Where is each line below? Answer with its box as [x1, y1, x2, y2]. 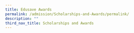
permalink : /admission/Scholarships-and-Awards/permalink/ [5, 12, 130, 16]
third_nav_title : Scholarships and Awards [5, 20, 94, 26]
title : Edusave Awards [5, 7, 52, 12]
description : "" [5, 16, 39, 21]
